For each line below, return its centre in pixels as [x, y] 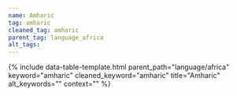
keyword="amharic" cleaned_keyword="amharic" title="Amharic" [114, 76]
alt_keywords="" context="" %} [60, 84]
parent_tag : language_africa [56, 37]
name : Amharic [31, 15]
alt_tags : [24, 45]
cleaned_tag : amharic [44, 30]
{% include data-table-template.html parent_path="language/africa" [119, 67]
